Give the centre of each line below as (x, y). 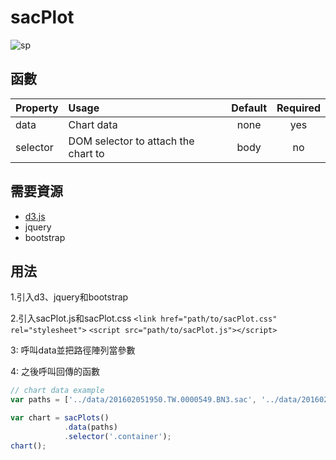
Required (298, 108)
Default (249, 108)
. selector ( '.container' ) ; (117, 436)
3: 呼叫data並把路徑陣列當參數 (73, 350)
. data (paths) (90, 427)
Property (37, 108)
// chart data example (57, 391)
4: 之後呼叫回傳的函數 (55, 372)
